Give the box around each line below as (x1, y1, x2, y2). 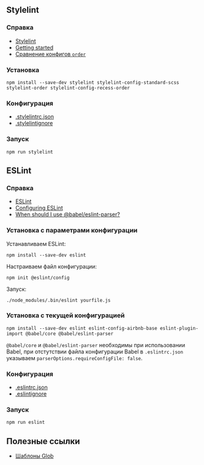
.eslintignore (15, 390, 47, 398)
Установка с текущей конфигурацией (6, 311, 125, 320)
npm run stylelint (6, 148, 53, 155)
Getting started (15, 44, 54, 51)
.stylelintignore (15, 120, 53, 127)
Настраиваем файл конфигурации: (6, 263, 97, 270)
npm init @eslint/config (6, 274, 70, 281)
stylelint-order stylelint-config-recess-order (6, 85, 130, 91)
